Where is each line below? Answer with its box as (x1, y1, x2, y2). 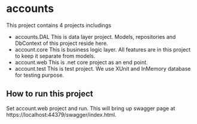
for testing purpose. (14, 71, 64, 78)
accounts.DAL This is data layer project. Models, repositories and (14, 33, 176, 40)
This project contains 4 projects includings (6, 22, 112, 29)
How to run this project (6, 89, 93, 99)
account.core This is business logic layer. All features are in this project (14, 46, 191, 53)
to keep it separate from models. (14, 52, 96, 59)
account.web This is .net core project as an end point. (14, 59, 148, 66)
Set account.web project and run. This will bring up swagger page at (6, 104, 175, 112)
